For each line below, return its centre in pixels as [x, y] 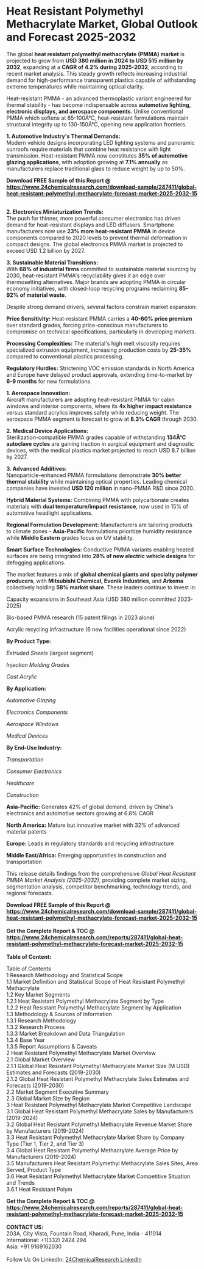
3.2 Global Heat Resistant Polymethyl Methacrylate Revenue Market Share [99, 1124]
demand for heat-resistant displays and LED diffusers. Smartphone [90, 225]
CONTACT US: [25, 1227]
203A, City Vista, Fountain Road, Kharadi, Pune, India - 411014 [84, 1233]
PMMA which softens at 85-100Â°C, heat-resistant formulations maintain [97, 118]
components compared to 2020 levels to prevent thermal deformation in [97, 238]
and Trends [21, 1182]
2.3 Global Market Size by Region [48, 1098]
